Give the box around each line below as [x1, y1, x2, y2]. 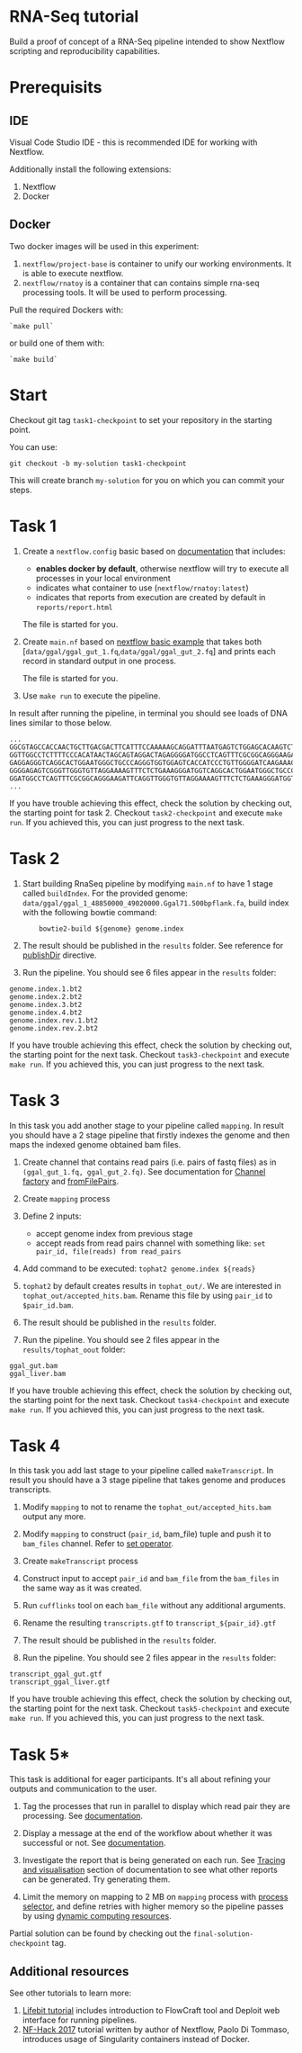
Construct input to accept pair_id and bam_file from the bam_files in [22, 1573, 280, 1584]
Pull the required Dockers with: [9, 304, 124, 315]
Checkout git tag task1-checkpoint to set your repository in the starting [9, 414, 272, 425]
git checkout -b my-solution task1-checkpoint [9, 459, 187, 468]
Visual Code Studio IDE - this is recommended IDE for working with [9, 137, 258, 148]
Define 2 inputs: [22, 1211, 82, 1221]
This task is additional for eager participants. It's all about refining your [9, 1774, 271, 1785]
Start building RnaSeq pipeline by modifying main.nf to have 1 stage [22, 878, 274, 888]
